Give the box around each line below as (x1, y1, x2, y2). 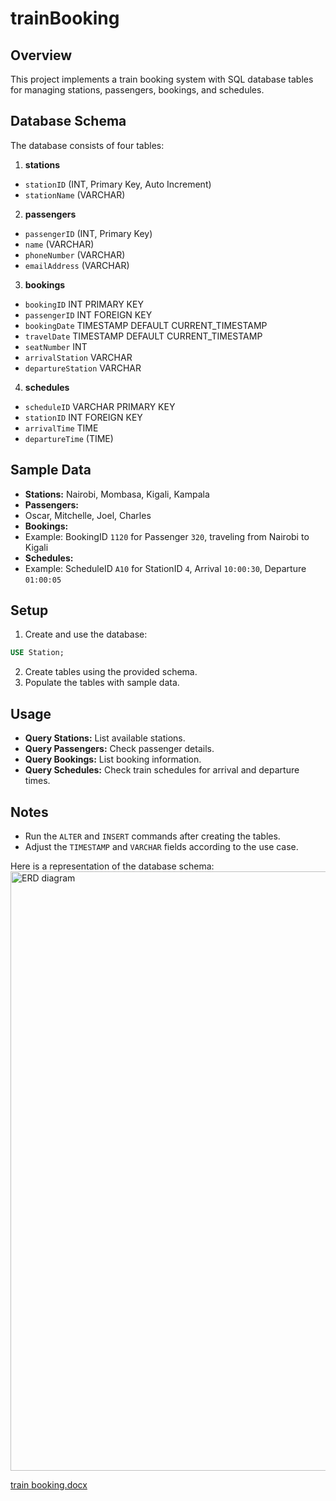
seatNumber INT (24, 340, 88, 352)
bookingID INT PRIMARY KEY (24, 298, 144, 310)
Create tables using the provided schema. (24, 666, 198, 678)
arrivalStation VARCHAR (24, 351, 133, 363)
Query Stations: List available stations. (24, 732, 186, 744)
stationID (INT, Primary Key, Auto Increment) (24, 178, 212, 190)
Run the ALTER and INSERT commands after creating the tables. (24, 830, 281, 842)
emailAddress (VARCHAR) (24, 259, 130, 271)
